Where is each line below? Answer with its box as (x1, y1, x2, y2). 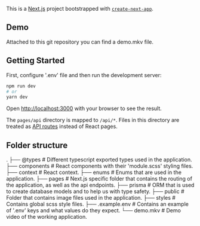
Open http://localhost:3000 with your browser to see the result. (6, 105, 162, 112)
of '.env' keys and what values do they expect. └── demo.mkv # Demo (6, 207, 181, 214)
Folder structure (6, 140, 68, 150)
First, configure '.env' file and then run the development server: (6, 71, 162, 78)
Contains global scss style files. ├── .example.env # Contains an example (6, 200, 189, 208)
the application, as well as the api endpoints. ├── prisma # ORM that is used (6, 182, 195, 189)
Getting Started (6, 56, 65, 66)
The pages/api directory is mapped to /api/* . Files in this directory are (6, 117, 180, 124)
